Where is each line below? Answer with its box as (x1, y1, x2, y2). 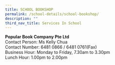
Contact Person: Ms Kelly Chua (5, 39, 68, 45)
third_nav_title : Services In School (5, 20, 82, 26)
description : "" (5, 16, 38, 21)
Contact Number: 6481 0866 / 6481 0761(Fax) (5, 44, 97, 50)
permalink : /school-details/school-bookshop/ (5, 12, 99, 16)
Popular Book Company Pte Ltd (5, 34, 70, 40)
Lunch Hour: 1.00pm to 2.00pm (5, 54, 68, 61)
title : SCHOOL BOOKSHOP (5, 7, 54, 12)
